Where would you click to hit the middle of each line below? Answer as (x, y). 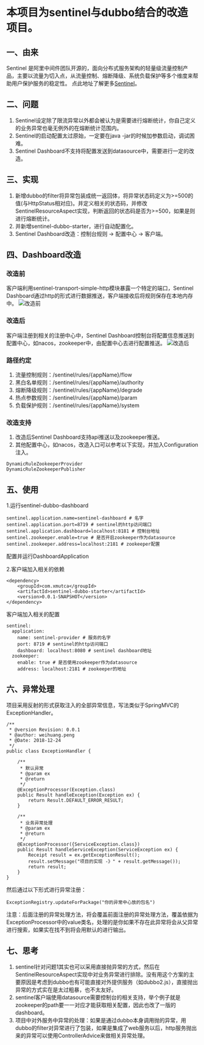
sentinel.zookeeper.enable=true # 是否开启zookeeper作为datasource (91, 538)
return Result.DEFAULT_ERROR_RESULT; (76, 800)
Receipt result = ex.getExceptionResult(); (84, 855)
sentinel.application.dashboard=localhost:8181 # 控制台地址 (83, 531)
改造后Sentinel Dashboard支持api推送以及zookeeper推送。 (89, 437)
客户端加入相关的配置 (33, 614)
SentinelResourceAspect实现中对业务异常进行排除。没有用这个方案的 (102, 974)
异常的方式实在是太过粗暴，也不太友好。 (66, 989)
